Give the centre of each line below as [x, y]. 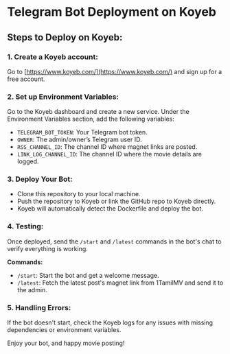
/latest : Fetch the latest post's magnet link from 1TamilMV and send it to [120, 283]
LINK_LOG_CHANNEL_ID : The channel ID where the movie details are [110, 154]
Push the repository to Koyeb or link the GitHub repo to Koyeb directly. [116, 201]
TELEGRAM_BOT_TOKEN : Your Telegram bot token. [82, 132]
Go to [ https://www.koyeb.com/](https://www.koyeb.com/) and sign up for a [115, 71]
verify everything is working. [47, 248]
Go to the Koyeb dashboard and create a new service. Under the [99, 112]
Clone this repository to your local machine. [79, 194]
